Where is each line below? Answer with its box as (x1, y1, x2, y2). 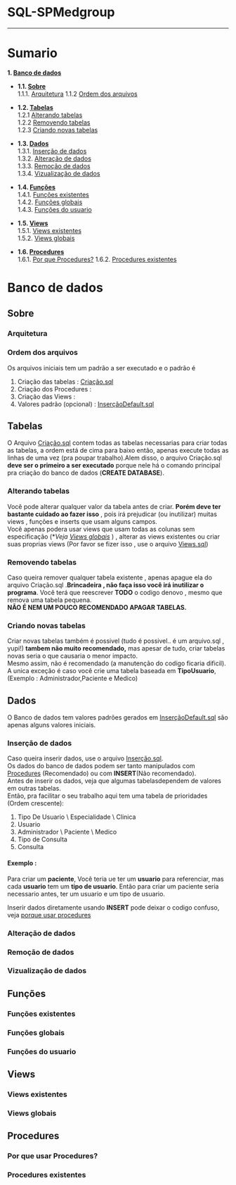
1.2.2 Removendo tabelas (17, 118, 91, 127)
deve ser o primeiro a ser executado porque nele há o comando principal (7, 461, 221, 470)
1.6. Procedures (17, 247, 65, 256)
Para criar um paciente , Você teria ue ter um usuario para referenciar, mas (7, 874, 224, 883)
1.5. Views (17, 219, 48, 227)
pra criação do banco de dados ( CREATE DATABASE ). (7, 469, 165, 477)
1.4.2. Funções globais (17, 198, 83, 206)
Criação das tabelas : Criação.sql (17, 377, 114, 386)
